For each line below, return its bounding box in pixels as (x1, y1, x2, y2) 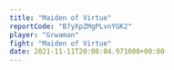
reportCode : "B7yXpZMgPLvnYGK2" (9, 22, 132, 31)
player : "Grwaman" (9, 30, 79, 39)
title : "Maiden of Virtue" (9, 13, 112, 23)
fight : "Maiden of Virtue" (9, 38, 112, 48)
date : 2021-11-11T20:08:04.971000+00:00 (9, 47, 166, 56)
